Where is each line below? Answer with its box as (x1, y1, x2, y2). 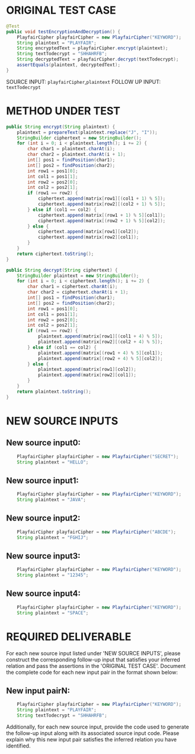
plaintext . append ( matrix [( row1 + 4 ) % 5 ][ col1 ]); (37, 350, 163, 356)
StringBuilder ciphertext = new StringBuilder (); (17, 135, 142, 141)
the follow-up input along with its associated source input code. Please (6, 730, 180, 737)
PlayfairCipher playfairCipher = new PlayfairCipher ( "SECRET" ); (17, 453, 179, 459)
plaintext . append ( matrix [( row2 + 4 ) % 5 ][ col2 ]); (37, 355, 163, 361)
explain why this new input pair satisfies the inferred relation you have (6, 736, 177, 743)
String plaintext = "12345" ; (17, 572, 89, 578)
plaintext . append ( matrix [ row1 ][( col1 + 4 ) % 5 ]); (37, 333, 163, 339)
